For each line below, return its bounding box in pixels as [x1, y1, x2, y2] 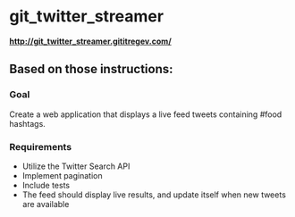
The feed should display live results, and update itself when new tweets [21, 189, 286, 200]
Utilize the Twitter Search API [21, 161, 131, 171]
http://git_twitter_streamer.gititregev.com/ [9, 36, 172, 46]
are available [21, 198, 70, 209]
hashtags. [9, 118, 46, 129]
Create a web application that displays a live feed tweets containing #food [9, 109, 282, 120]
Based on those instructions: [9, 62, 173, 77]
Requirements [9, 140, 72, 153]
